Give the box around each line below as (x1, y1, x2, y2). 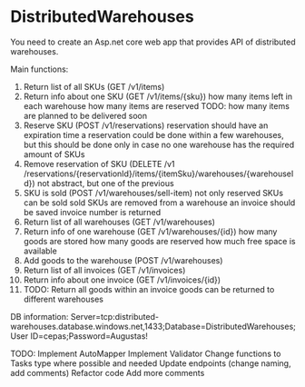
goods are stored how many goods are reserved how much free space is (23, 235, 296, 246)
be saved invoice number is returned (23, 206, 162, 217)
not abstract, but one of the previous (36, 177, 175, 188)
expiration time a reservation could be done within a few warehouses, (23, 129, 284, 140)
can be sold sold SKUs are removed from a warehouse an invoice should (23, 197, 296, 208)
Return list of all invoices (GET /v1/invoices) (23, 264, 186, 275)
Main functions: (10, 64, 69, 74)
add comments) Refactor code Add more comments (10, 367, 205, 378)
